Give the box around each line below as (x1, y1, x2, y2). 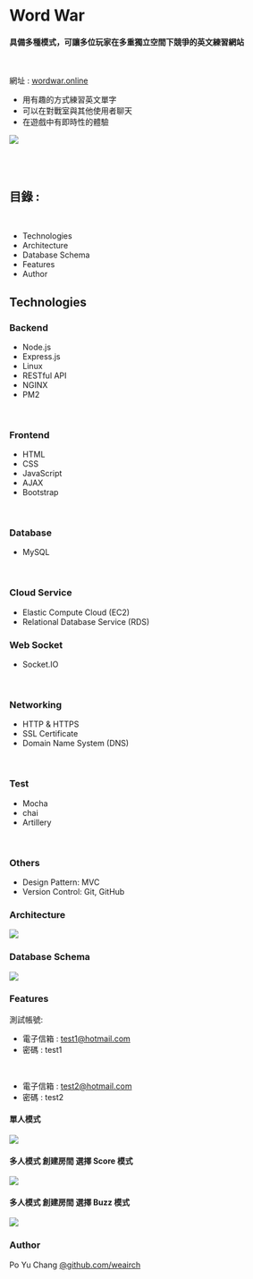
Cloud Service (9, 586, 72, 599)
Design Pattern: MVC (21, 877, 100, 888)
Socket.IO (21, 659, 59, 670)
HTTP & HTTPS (21, 719, 80, 729)
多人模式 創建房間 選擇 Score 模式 (9, 1155, 133, 1166)
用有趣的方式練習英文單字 (21, 95, 117, 105)
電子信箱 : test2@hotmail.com (21, 1081, 132, 1091)
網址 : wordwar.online (9, 75, 89, 86)
